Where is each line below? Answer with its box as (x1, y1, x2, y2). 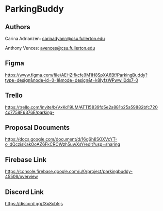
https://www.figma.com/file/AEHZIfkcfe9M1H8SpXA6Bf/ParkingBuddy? (5, 72, 148, 78)
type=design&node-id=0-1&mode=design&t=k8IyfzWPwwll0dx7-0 (5, 77, 138, 83)
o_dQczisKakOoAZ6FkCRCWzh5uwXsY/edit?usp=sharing (5, 141, 120, 147)
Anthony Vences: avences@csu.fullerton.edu (5, 45, 96, 51)
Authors (5, 23, 31, 31)
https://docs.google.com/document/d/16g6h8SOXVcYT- (5, 136, 117, 142)
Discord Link (5, 188, 44, 196)
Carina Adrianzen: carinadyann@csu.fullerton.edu (5, 35, 105, 41)
